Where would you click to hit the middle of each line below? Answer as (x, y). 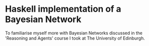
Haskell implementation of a (63, 9)
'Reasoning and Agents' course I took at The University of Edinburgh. (75, 38)
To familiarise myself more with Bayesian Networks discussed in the (74, 33)
